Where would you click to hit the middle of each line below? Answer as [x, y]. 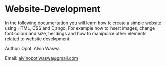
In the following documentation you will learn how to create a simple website [83, 23]
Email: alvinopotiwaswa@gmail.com [42, 58]
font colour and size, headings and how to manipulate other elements [76, 33]
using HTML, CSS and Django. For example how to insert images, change [80, 28]
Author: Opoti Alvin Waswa [33, 48]
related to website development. [38, 39]
